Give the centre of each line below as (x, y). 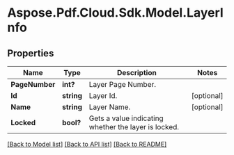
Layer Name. (110, 107)
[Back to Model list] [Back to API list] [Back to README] (87, 144)
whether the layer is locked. (134, 127)
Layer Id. (103, 96)
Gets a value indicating (126, 118)
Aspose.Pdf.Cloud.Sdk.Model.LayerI (116, 13)
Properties (31, 53)
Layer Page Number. (123, 84)
